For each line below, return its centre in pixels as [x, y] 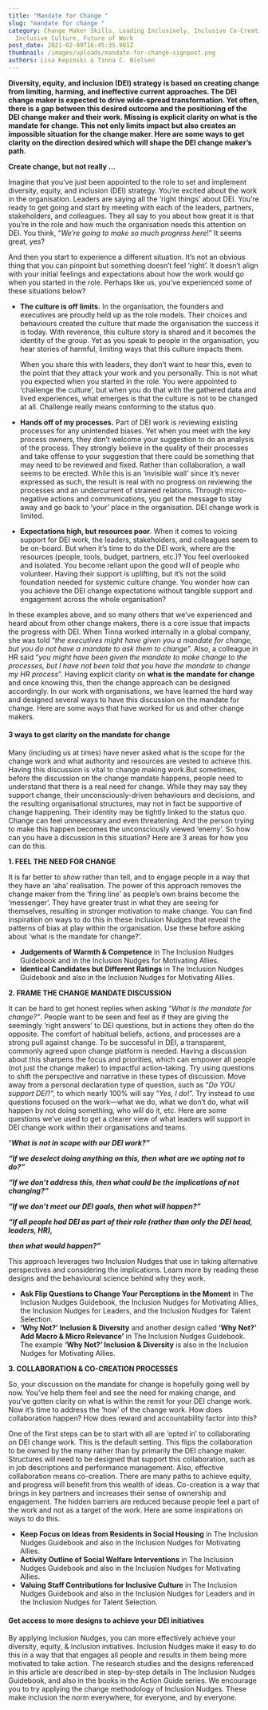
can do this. [28, 846]
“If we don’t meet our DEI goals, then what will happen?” [104, 1206]
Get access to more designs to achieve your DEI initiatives [106, 1620]
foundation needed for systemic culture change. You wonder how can [134, 582]
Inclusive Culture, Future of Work [75, 38]
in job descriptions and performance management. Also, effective [116, 1468]
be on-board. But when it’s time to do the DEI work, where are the [128, 548]
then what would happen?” [55, 1246]
